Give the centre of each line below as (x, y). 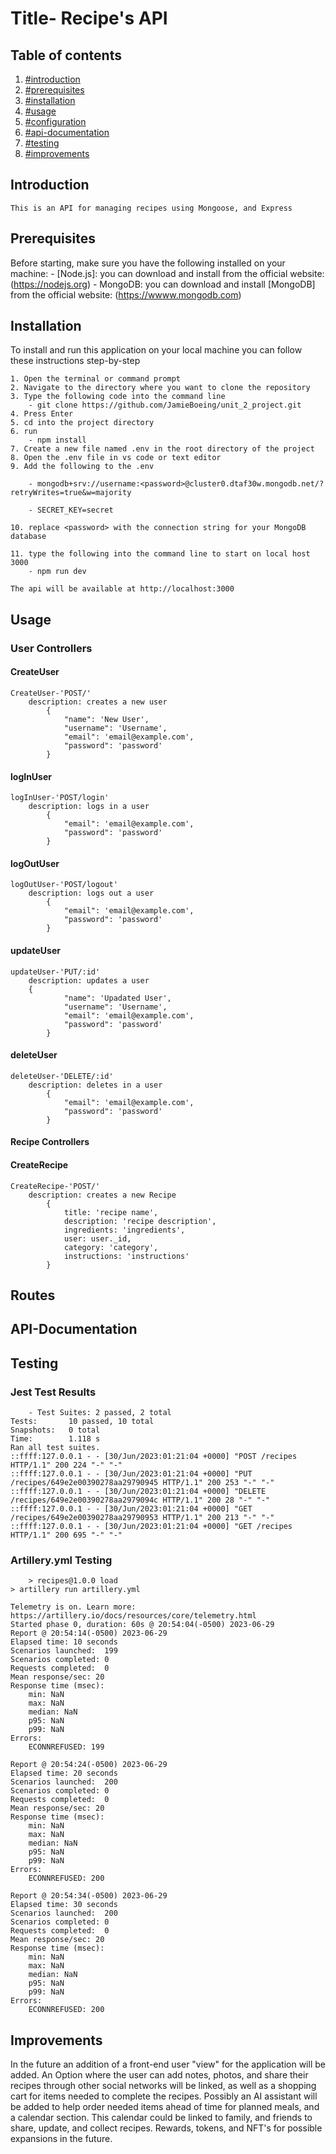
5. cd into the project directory (82, 423)
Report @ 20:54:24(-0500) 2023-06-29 (89, 1765)
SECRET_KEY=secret (75, 510)
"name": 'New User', (106, 719)
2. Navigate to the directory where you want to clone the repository (160, 388)
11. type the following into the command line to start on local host (160, 554)
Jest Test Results (53, 1392)
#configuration (55, 121)
